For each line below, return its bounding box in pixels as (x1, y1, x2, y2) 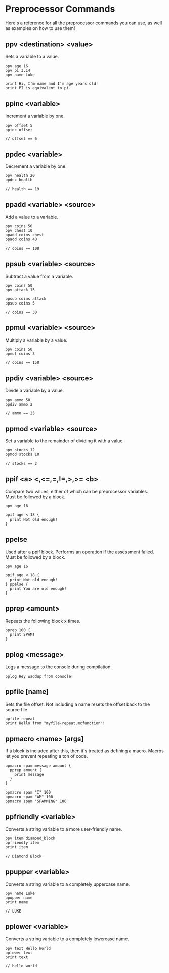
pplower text (5, 950, 33, 955)
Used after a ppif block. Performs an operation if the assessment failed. (5, 549, 154, 555)
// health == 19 (5, 187, 39, 192)
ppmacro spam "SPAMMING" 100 (5, 799, 67, 804)
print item (5, 845, 28, 850)
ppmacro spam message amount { (5, 763, 71, 768)
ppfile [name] (5, 687, 49, 696)
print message (14, 772, 44, 777)
